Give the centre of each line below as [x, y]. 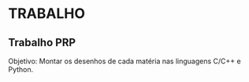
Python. [21, 70]
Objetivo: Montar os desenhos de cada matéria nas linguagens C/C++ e [125, 61]
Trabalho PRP [42, 43]
